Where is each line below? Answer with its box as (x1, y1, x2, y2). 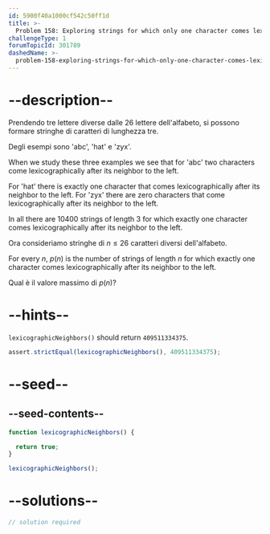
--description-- (8, 92, 114, 109)
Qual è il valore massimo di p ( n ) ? (8, 278, 117, 287)
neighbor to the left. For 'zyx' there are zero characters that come (8, 190, 226, 199)
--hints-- (8, 306, 70, 324)
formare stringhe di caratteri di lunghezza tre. (8, 126, 159, 136)
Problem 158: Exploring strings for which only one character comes (15, 26, 250, 35)
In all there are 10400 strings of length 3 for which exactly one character (8, 214, 247, 223)
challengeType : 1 (8, 34, 67, 43)
